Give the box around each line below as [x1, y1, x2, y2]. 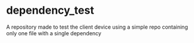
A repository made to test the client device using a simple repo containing [6, 23, 189, 30]
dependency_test [6, 4, 95, 17]
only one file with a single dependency [6, 29, 102, 36]
